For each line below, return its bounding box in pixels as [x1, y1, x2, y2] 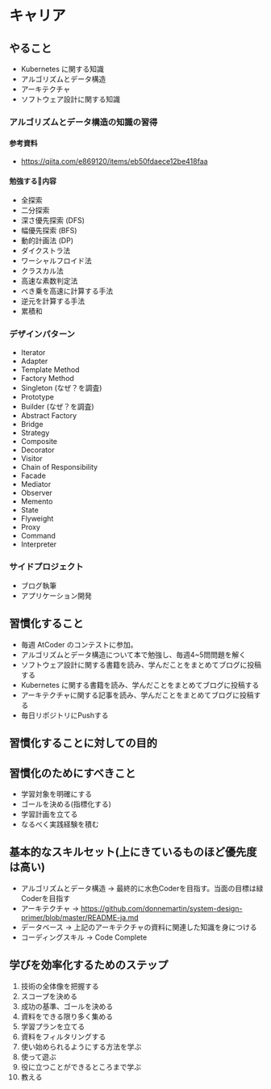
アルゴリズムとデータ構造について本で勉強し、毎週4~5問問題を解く [20, 650, 247, 660]
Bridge [20, 419, 44, 429]
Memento [20, 496, 53, 506]
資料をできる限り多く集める [20, 1012, 114, 1021]
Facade [20, 471, 47, 480]
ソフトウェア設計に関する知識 [20, 94, 120, 104]
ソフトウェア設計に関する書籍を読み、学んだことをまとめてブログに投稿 [20, 660, 261, 669]
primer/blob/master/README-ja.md [20, 912, 140, 922]
